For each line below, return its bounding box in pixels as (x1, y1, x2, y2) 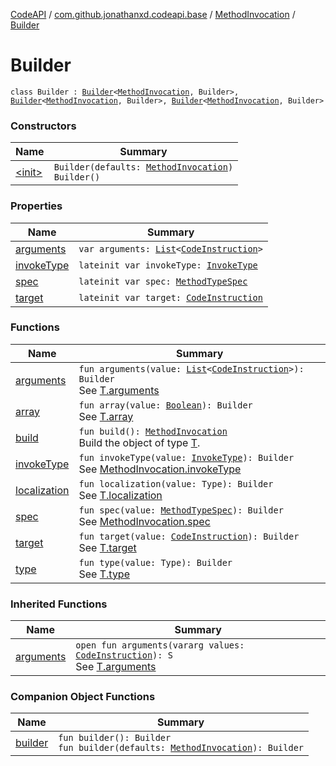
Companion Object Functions (10, 690, 156, 704)
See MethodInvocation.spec (78, 514, 211, 528)
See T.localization (78, 488, 163, 502)
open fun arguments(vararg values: (75, 640, 245, 651)
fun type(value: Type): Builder (78, 557, 233, 568)
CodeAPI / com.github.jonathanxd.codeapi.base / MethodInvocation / (10, 9, 296, 20)
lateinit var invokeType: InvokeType (78, 259, 258, 271)
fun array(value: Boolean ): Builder (78, 399, 253, 411)
